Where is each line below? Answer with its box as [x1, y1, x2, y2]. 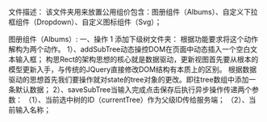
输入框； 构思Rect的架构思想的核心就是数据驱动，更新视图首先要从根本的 [15, 55, 259, 64]
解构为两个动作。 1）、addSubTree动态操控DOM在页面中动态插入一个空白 [8, 44, 251, 54]
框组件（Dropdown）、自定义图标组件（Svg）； [8, 17, 162, 27]
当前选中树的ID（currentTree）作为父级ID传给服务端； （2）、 [44, 95, 249, 104]
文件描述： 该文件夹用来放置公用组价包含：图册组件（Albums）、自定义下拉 [8, 7, 258, 16]
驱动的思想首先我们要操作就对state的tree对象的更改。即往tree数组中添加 [8, 75, 249, 84]
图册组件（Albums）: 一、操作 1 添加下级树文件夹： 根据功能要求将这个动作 [8, 35, 259, 44]
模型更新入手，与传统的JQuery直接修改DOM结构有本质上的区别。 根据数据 [8, 65, 257, 74]
